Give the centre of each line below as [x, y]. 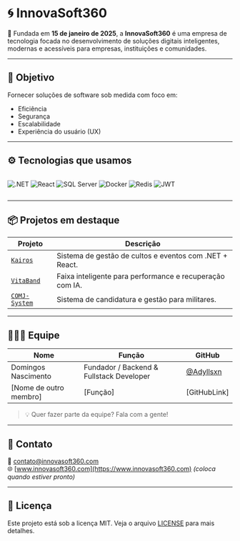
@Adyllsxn [204, 372]
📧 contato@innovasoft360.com [53, 461]
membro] [26, 397]
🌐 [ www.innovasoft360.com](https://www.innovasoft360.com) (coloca [112, 469]
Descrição [142, 244]
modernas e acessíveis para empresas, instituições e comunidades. [107, 49]
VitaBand [26, 281]
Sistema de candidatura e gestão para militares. [136, 300]
